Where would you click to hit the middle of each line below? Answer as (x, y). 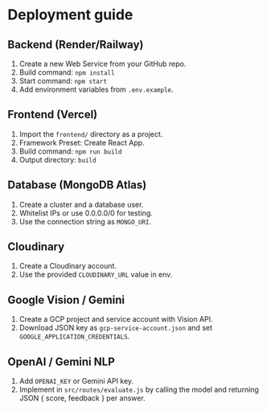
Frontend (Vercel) (53, 115)
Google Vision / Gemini (66, 300)
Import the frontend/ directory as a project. (91, 134)
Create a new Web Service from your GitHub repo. (103, 64)
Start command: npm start (63, 81)
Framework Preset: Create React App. (82, 142)
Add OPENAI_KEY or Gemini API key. (76, 381)
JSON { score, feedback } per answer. (82, 398)
